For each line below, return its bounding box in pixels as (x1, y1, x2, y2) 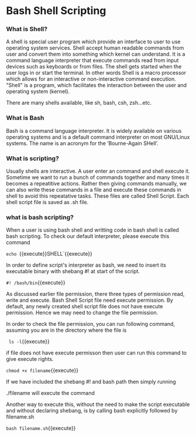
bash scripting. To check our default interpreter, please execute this (6, 233, 170, 240)
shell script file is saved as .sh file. (6, 199, 89, 206)
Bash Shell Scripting (6, 4, 106, 18)
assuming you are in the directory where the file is (6, 326, 127, 334)
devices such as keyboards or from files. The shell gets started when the (6, 63, 182, 70)
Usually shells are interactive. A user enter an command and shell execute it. (6, 168, 190, 175)
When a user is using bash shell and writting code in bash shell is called (6, 226, 180, 233)
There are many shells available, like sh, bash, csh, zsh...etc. (6, 99, 152, 106)
